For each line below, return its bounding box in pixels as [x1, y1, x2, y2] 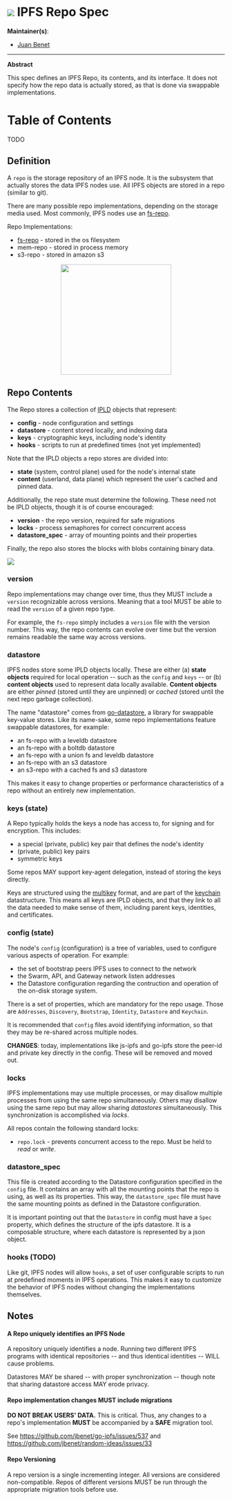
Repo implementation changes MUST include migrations [7, 1396, 173, 1404]
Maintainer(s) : [7, 27, 49, 35]
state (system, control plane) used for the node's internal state [17, 467, 196, 476]
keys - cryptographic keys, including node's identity [17, 433, 166, 442]
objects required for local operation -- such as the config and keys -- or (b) [7, 673, 222, 681]
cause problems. [7, 1359, 55, 1367]
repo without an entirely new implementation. [7, 786, 136, 795]
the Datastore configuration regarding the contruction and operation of [17, 979, 219, 987]
